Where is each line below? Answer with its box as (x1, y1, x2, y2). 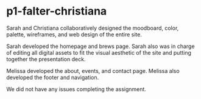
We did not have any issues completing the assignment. (6, 85, 146, 92)
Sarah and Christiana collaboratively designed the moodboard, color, (6, 24, 179, 32)
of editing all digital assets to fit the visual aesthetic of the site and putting (6, 49, 192, 56)
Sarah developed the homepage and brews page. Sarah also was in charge (6, 43, 195, 50)
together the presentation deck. (6, 55, 86, 63)
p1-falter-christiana (6, 4, 107, 18)
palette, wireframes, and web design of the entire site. (6, 30, 142, 38)
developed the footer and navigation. (6, 73, 99, 81)
